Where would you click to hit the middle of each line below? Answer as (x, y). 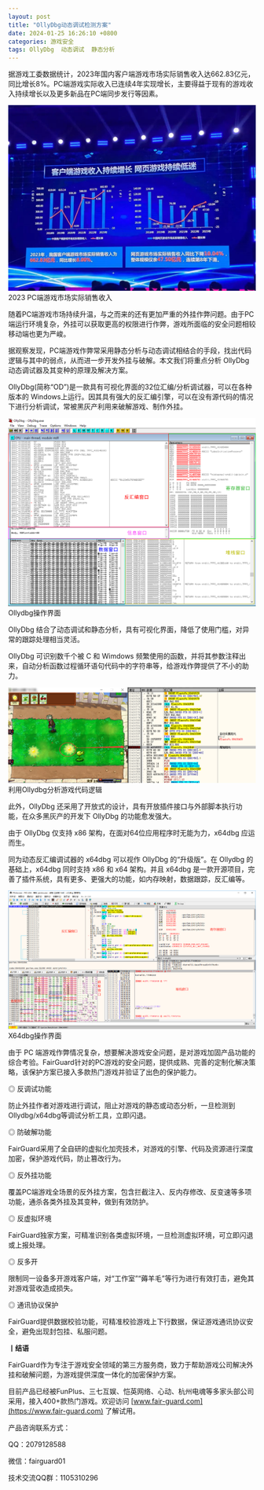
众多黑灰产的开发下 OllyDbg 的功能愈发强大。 (102, 816)
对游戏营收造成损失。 (42, 1288)
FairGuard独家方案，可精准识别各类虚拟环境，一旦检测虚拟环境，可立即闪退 (131, 1235)
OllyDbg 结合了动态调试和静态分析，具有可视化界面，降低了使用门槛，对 (125, 629)
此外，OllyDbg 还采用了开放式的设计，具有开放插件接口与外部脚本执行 (122, 806)
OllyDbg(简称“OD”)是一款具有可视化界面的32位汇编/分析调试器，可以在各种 (130, 387)
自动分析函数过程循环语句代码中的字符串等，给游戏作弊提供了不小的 (132, 666)
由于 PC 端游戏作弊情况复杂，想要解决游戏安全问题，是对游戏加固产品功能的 (132, 1052)
